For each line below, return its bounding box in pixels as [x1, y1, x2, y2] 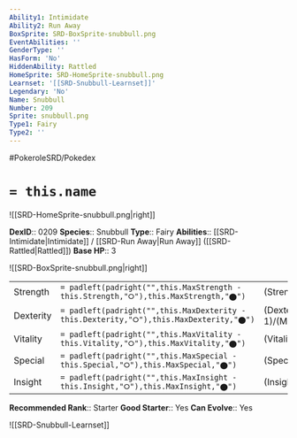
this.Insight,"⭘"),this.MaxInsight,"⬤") [60, 381, 237, 391]
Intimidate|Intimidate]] [9, 235, 90, 246]
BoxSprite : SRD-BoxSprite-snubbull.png [9, 29, 156, 38]
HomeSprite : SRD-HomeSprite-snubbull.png [9, 71, 164, 80]
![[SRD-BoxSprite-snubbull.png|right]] [9, 262, 148, 273]
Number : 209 [9, 104, 53, 112]
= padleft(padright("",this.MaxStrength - [60, 282, 241, 292]
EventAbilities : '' [9, 37, 81, 47]
